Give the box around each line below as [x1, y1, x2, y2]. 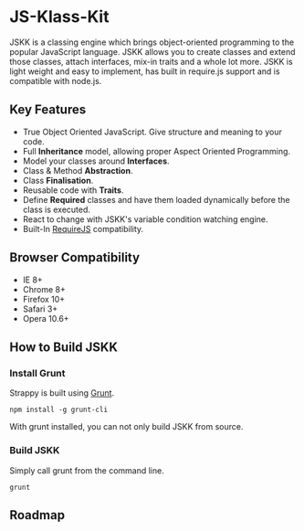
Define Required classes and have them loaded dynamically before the [22, 194, 290, 205]
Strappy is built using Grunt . [9, 388, 115, 398]
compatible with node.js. [9, 75, 102, 86]
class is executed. [22, 204, 91, 215]
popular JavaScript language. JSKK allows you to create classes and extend [9, 46, 296, 57]
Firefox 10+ [22, 293, 66, 304]
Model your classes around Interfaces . [22, 155, 171, 166]
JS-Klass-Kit [9, 6, 110, 27]
